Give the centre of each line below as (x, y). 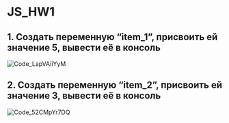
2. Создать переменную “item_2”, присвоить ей (115, 85)
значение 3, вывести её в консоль (84, 96)
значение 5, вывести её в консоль (84, 47)
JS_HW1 (31, 12)
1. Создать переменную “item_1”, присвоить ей (112, 37)
